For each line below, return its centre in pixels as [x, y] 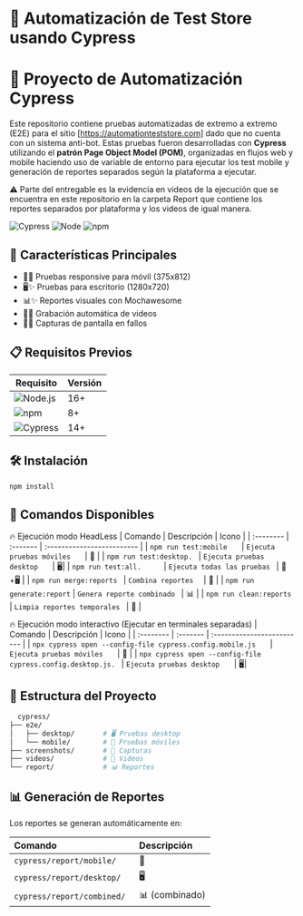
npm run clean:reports [249, 594]
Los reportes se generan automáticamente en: [96, 823]
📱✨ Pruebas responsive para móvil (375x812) [107, 277]
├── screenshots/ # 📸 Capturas [81, 750]
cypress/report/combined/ [70, 896]
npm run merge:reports [74, 581]
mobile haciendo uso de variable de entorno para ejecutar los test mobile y [150, 162]
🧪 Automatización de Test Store [131, 19]
